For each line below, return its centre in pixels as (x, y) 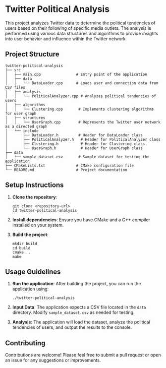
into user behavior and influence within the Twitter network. (66, 39)
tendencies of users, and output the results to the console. (72, 327)
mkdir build (25, 244)
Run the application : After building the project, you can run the (77, 284)
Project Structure (32, 54)
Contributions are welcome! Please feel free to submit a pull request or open (83, 355)
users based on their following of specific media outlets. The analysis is (78, 28)
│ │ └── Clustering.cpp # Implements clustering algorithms (80, 109)
